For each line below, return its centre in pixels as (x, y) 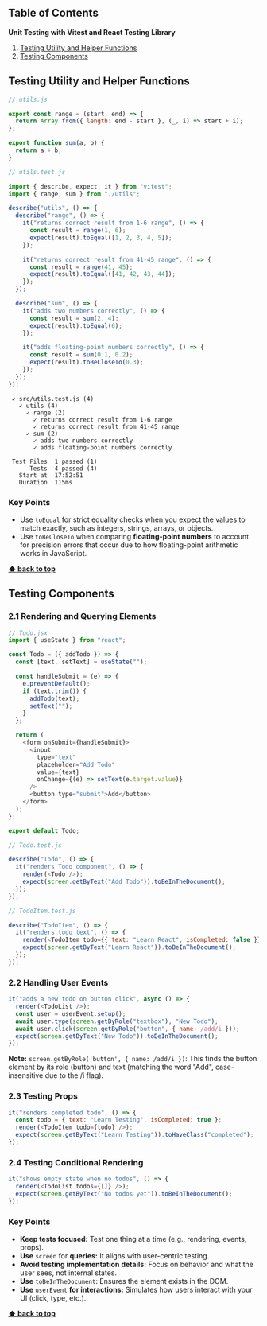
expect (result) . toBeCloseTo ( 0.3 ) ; (87, 362)
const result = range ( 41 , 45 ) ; (81, 267)
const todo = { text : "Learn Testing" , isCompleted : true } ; (119, 1120)
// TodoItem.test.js (43, 911)
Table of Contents (54, 13)
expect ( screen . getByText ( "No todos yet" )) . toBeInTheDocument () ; (124, 1194)
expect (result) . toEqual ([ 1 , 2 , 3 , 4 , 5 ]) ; (101, 238)
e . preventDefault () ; (56, 683)
